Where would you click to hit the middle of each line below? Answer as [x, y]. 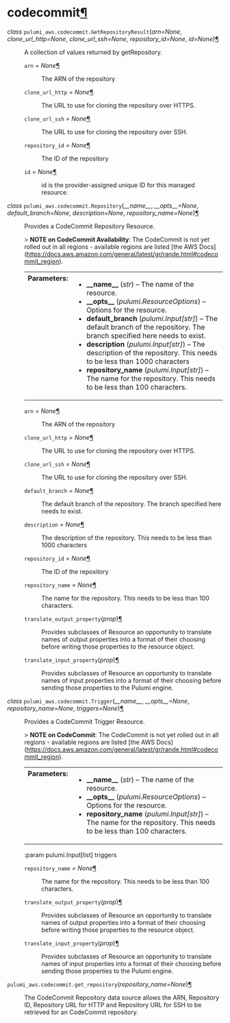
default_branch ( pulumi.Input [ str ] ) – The [152, 318]
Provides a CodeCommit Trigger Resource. [85, 721]
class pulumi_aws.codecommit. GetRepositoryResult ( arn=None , [95, 32]
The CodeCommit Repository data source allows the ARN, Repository [122, 997]
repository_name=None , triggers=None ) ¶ [65, 708]
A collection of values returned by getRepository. [93, 52]
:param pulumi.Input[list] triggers [71, 854]
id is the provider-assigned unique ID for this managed [118, 185]
